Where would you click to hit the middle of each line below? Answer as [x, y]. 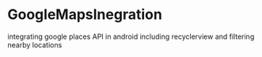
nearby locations [35, 44]
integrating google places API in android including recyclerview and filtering [131, 36]
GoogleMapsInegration [85, 15]
